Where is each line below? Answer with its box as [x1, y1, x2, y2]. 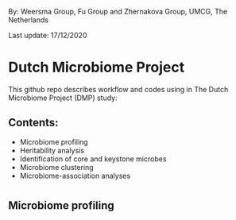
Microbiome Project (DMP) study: [8, 93, 118, 102]
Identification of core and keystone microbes [19, 154, 167, 164]
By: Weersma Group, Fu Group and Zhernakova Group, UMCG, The [8, 7, 228, 16]
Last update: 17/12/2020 [8, 31, 87, 40]
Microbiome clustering [19, 162, 94, 172]
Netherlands [8, 15, 49, 25]
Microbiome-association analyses [19, 171, 131, 180]
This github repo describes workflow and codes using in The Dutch [8, 84, 229, 94]
